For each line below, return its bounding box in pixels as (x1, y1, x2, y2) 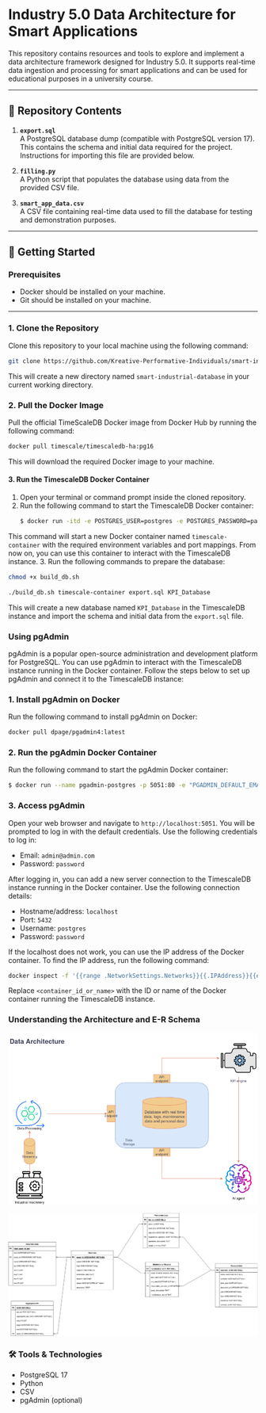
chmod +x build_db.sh (8, 573, 80, 581)
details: (8, 891, 32, 900)
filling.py (19, 167, 56, 175)
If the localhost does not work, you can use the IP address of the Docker (8, 947, 245, 957)
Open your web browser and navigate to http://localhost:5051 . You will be (8, 818, 256, 827)
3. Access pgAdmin (8, 800, 85, 812)
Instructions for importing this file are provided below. (19, 151, 196, 160)
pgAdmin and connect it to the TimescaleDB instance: (8, 674, 184, 683)
